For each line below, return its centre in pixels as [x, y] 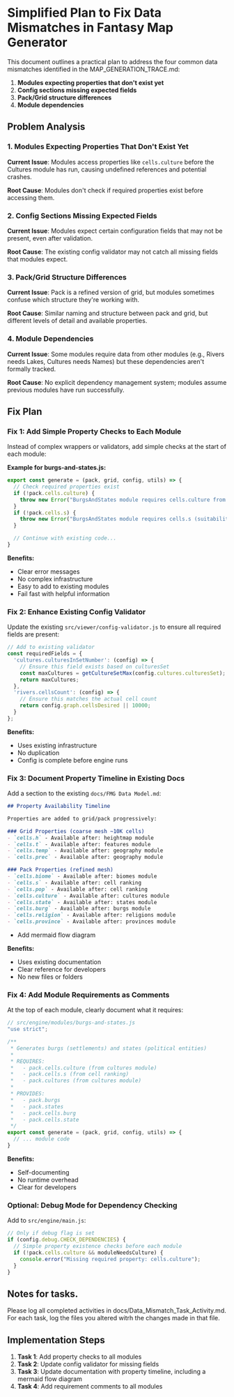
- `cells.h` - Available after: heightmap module [81, 838]
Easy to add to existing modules [63, 586]
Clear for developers [47, 1187]
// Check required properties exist [67, 487]
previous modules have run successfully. [66, 390]
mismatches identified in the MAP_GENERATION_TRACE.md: [94, 69]
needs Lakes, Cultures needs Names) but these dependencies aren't [106, 361]
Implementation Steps [56, 1340]
